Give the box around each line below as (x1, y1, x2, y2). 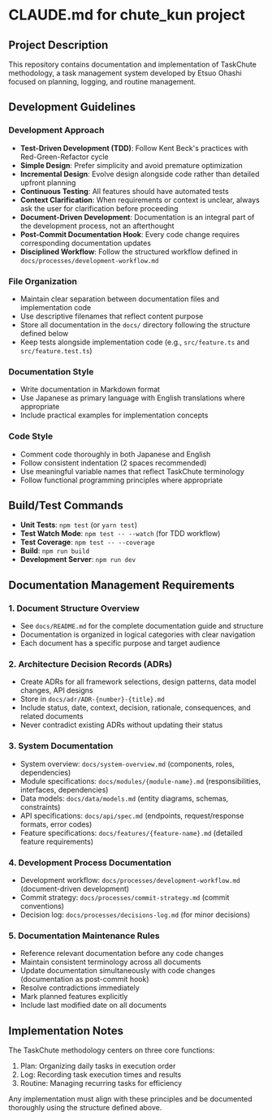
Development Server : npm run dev (19, 555, 136, 564)
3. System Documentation (8, 741, 114, 752)
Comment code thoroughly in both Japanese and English (19, 449, 211, 459)
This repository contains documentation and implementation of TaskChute (8, 59, 257, 69)
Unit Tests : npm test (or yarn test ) (19, 520, 138, 530)
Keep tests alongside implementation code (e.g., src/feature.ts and (19, 337, 250, 347)
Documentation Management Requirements (8, 578, 235, 592)
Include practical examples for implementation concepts (19, 410, 209, 420)
